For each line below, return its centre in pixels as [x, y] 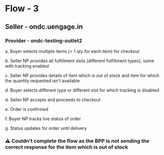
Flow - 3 [22, 9]
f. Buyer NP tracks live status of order [43, 119]
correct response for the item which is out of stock [67, 147]
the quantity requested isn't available [42, 80]
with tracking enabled [27, 66]
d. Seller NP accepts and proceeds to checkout [53, 100]
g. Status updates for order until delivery [46, 128]
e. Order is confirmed [27, 109]
